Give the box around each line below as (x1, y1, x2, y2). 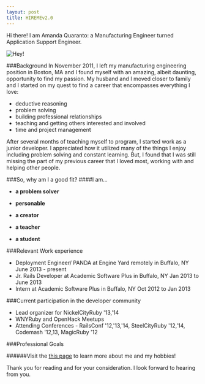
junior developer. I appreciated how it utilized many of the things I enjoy (6, 144, 187, 152)
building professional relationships (15, 113, 102, 120)
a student (15, 235, 40, 242)
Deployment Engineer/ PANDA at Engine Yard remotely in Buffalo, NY (15, 259, 189, 266)
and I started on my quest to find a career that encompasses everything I (6, 81, 190, 89)
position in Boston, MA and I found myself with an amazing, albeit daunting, (6, 68, 197, 75)
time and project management (15, 126, 92, 133)
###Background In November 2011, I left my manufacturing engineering (6, 62, 187, 69)
